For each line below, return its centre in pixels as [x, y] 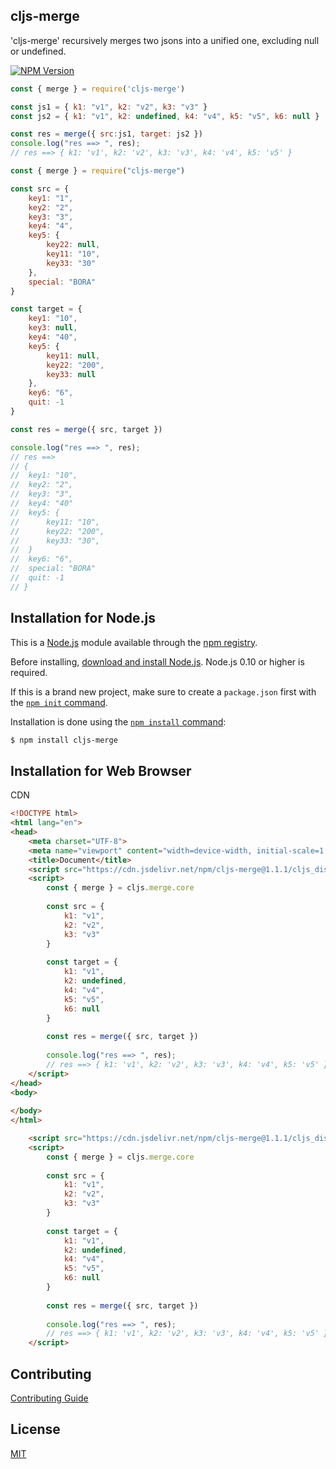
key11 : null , [73, 355]
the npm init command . [59, 702]
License [35, 1429]
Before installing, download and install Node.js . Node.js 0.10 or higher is [157, 661]
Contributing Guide [49, 1398]
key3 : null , [53, 328]
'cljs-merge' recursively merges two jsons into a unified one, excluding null [165, 40]
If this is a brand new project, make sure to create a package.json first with [163, 691]
